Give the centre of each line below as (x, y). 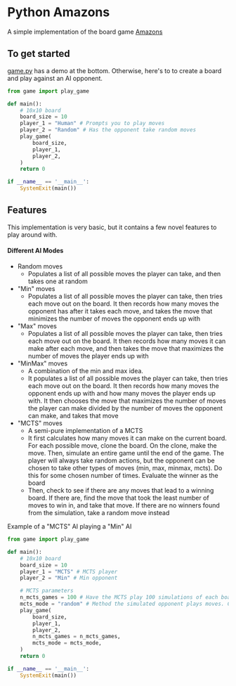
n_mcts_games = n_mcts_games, (77, 637)
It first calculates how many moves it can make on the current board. (127, 438)
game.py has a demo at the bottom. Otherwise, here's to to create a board (114, 70)
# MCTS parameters (47, 591)
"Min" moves (36, 289)
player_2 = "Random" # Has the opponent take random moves (108, 130)
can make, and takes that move (73, 416)
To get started (39, 54)
